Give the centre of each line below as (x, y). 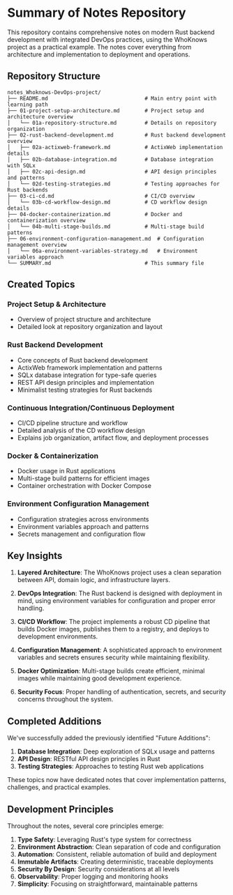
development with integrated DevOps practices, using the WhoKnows (107, 39)
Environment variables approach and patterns (83, 526)
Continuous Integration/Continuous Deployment (91, 408)
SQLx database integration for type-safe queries (87, 375)
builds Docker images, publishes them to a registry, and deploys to (113, 629)
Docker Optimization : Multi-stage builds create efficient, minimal (111, 671)
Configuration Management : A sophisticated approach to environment (119, 650)
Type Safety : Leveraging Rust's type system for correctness (104, 840)
